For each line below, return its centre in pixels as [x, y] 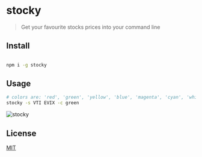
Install [18, 46]
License [21, 133]
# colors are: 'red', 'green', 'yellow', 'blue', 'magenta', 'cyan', [95, 97]
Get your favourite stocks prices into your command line [90, 27]
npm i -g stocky [26, 65]
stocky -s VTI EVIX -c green [43, 103]
